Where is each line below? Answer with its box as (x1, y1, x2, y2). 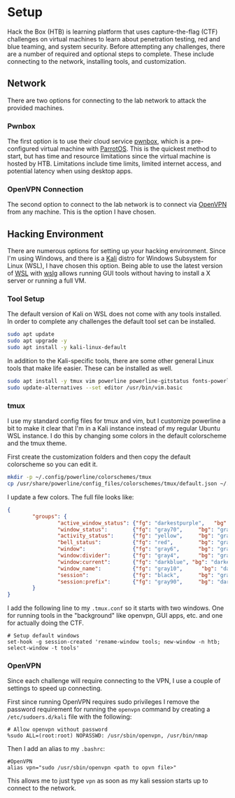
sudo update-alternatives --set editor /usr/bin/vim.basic (7, 384, 183, 391)
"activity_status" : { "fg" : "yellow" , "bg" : (57, 532, 215, 540)
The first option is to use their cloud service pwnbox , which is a (7, 137, 190, 146)
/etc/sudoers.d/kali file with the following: (7, 712, 132, 721)
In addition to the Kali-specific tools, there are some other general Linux (7, 357, 215, 365)
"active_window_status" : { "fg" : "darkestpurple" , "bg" (57, 520, 227, 527)
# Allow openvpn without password (7, 726, 108, 733)
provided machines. (7, 103, 64, 112)
